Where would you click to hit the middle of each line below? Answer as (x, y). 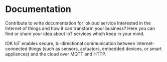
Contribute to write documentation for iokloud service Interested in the (78, 23)
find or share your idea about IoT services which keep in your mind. (75, 33)
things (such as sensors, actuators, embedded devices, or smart (95, 48)
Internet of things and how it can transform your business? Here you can (80, 28)
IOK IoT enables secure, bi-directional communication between (70, 43)
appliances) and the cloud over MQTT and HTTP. (56, 54)
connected (16, 48)
